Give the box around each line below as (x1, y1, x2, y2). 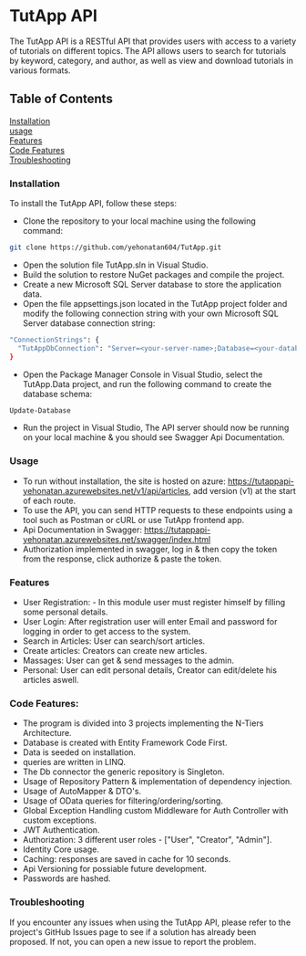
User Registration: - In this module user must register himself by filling (22, 597, 286, 608)
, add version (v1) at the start (188, 485, 296, 496)
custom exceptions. (22, 814, 97, 826)
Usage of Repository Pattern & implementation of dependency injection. (22, 776, 293, 787)
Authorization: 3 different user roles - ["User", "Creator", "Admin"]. (22, 835, 272, 846)
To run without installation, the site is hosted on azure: (22, 476, 226, 487)
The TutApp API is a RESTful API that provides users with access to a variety (9, 36, 297, 47)
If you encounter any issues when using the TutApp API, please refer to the (9, 917, 291, 928)
